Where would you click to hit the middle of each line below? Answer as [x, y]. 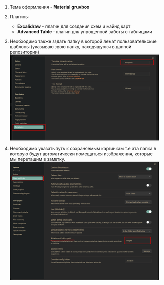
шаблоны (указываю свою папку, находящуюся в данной [71, 46]
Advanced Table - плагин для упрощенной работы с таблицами [84, 31]
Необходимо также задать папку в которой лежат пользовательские [83, 41]
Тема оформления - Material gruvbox [50, 7]
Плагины [19, 17]
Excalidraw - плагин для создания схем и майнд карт [74, 26]
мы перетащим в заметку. [38, 159]
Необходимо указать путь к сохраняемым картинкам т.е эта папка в [83, 149]
